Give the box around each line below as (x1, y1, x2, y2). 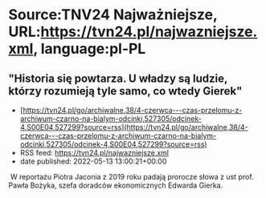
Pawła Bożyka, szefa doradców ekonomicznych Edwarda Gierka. (8, 180, 223, 190)
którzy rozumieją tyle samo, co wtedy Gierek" (8, 84, 243, 98)
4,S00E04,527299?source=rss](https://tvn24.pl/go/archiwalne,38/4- (19, 123, 248, 131)
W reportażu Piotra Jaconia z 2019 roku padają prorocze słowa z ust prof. (10, 172, 255, 181)
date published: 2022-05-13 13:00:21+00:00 (19, 156, 167, 166)
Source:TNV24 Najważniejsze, (8, 6, 218, 24)
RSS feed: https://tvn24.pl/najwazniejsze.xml (19, 148, 170, 157)
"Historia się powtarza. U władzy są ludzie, (8, 71, 227, 85)
